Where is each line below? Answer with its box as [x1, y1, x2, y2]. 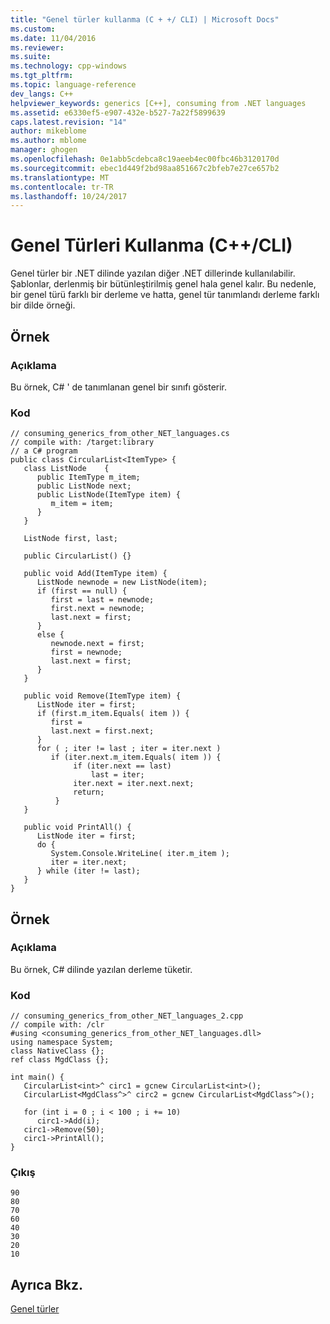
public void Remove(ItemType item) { [23, 691, 182, 701]
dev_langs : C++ [10, 89, 74, 99]
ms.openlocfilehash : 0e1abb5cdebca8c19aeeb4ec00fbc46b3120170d [10, 154, 280, 164]
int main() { [10, 1072, 65, 1083]
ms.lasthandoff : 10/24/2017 [10, 191, 128, 201]
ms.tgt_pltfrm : [10, 71, 74, 81]
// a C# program [10, 446, 78, 456]
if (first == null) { [36, 586, 128, 596]
